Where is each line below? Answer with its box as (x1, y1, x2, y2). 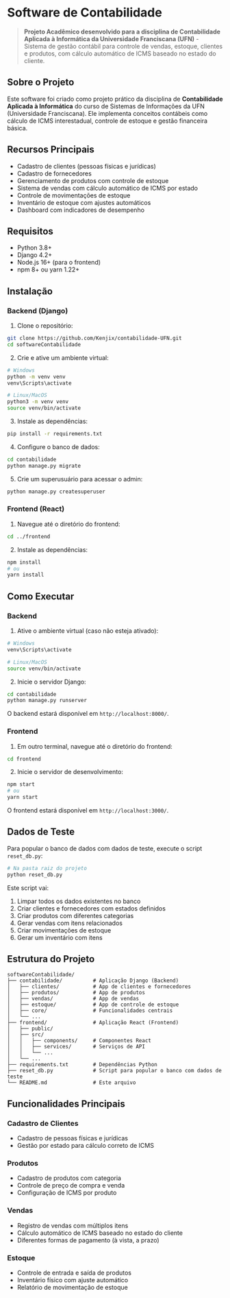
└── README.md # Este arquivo (7, 1079, 136, 1086)
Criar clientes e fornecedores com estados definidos (16, 904, 166, 913)
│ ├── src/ (7, 1031, 44, 1038)
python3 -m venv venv (7, 398, 69, 405)
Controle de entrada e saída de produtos (16, 1269, 132, 1277)
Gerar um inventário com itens (16, 933, 103, 941)
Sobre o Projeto (7, 77, 75, 88)
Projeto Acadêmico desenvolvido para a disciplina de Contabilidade (23, 27, 221, 36)
